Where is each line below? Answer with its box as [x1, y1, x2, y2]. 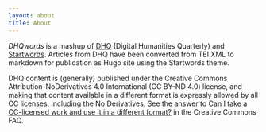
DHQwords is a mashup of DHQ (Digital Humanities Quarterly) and [8, 41, 225, 50]
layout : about [8, 11, 56, 20]
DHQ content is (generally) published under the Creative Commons [8, 73, 228, 83]
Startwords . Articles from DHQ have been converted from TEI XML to [8, 49, 234, 59]
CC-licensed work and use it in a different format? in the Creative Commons [8, 107, 256, 116]
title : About [8, 19, 52, 27]
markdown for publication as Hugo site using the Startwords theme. [8, 57, 230, 68]
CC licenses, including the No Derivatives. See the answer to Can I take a [8, 99, 248, 108]
